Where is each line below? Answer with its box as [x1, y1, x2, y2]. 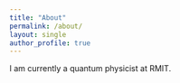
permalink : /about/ [9, 22, 83, 31]
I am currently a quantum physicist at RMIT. [9, 63, 172, 74]
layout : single [9, 30, 67, 39]
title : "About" [9, 13, 67, 23]
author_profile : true [9, 38, 91, 48]
